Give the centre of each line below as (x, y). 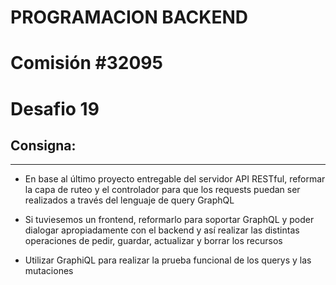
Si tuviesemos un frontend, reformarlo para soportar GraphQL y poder (169, 220)
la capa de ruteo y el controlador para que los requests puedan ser (162, 190)
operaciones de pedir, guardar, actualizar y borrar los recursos (153, 241)
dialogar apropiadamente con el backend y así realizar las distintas (162, 230)
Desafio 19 (55, 108)
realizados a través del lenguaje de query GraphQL (129, 200)
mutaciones (49, 271)
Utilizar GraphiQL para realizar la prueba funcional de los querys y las (168, 260)
